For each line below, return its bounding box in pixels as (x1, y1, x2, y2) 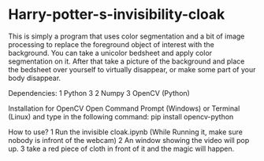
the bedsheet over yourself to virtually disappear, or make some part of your (8, 64, 256, 74)
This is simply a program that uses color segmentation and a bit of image (8, 31, 245, 41)
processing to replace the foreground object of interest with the (8, 39, 215, 49)
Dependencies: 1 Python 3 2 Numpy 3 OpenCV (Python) (8, 88, 191, 97)
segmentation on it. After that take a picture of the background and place (8, 57, 245, 66)
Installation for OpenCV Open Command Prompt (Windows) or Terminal (8, 104, 240, 113)
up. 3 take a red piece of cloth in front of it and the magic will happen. (8, 144, 235, 153)
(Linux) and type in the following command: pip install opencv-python (8, 112, 234, 121)
